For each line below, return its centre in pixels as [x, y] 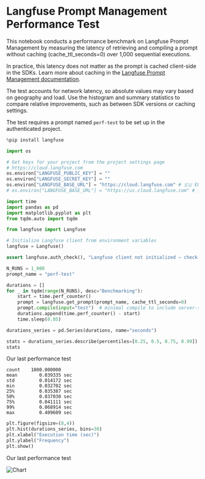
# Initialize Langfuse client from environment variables [81, 241]
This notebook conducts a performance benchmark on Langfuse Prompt [98, 41]
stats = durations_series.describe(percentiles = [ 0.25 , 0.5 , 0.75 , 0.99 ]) [102, 341]
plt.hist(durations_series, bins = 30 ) [54, 429]
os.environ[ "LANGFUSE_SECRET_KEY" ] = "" [59, 179]
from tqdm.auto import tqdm [42, 218]
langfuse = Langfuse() [35, 247]
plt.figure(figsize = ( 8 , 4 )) [41, 423]
